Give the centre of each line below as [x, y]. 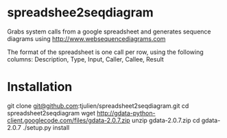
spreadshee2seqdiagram [81, 13]
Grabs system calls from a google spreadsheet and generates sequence [109, 31]
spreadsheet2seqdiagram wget [51, 113]
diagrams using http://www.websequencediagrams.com [86, 38]
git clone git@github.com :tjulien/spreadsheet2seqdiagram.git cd [98, 106]
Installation [40, 87]
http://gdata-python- [126, 113]
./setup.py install [46, 127]
